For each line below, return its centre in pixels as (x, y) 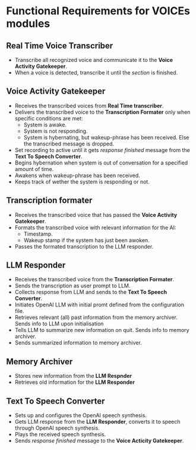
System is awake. (45, 125)
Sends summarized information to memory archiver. (78, 343)
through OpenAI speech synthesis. (57, 428)
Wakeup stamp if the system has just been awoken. (86, 240)
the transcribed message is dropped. (69, 144)
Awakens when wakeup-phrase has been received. (78, 175)
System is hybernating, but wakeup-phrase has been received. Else (106, 137)
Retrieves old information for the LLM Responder (75, 382)
